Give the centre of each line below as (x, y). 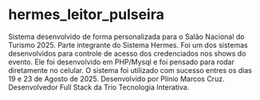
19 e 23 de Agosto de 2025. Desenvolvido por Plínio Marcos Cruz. (116, 79)
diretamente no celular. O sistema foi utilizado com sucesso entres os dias (130, 70)
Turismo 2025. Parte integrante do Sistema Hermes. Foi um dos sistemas (128, 44)
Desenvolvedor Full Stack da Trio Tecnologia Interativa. (99, 87)
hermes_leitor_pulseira (87, 15)
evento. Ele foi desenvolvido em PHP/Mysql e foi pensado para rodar (122, 62)
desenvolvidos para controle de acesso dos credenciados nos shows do (127, 53)
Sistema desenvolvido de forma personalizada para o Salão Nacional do (126, 37)
